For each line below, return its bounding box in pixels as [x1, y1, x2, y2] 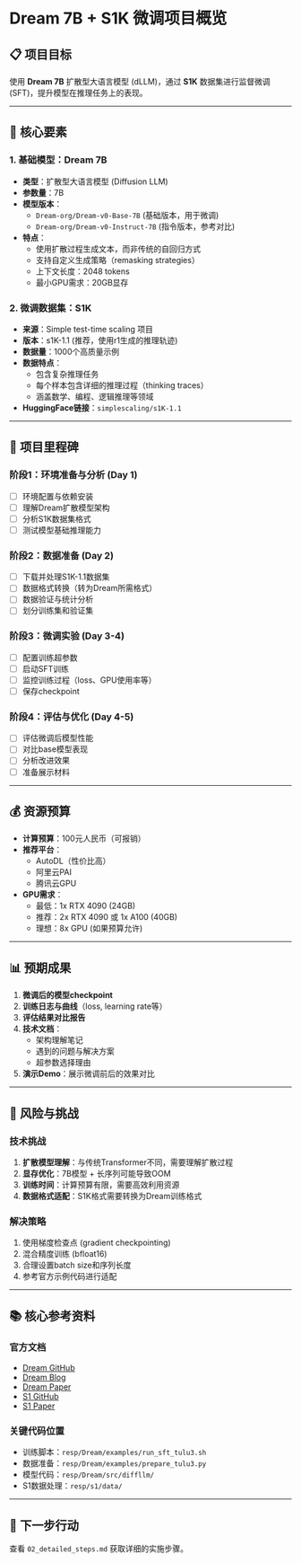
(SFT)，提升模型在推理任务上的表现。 [9, 87, 148, 98]
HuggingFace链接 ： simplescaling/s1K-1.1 [21, 402, 182, 413]
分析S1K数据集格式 [21, 513, 91, 524]
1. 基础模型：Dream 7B [9, 154, 107, 166]
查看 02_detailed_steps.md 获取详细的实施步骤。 [9, 1542, 189, 1554]
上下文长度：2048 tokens [35, 266, 130, 277]
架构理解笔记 [35, 1035, 83, 1046]
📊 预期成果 [9, 960, 72, 976]
